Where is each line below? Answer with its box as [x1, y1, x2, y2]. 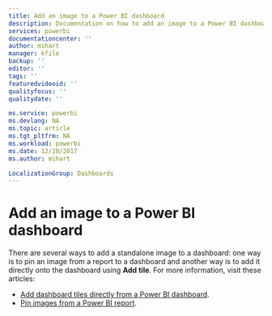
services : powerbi [8, 27, 70, 35]
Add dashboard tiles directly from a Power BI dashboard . [19, 289, 210, 300]
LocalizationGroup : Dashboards [8, 169, 114, 177]
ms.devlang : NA [8, 117, 60, 126]
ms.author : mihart [8, 155, 70, 163]
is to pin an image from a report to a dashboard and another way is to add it [8, 257, 261, 267]
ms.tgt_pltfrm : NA [8, 132, 70, 140]
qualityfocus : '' [8, 87, 67, 96]
